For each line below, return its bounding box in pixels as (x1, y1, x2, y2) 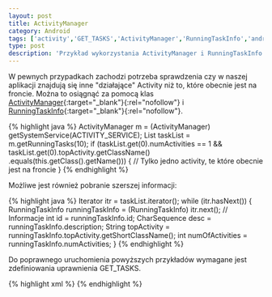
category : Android (8, 27, 70, 35)
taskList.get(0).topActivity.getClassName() (8, 147, 151, 157)
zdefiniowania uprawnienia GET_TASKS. (8, 264, 142, 273)
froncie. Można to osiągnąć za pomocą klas (8, 89, 154, 98)
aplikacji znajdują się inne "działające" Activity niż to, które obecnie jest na (8, 80, 257, 90)
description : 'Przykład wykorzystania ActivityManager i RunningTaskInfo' (8, 49, 266, 57)
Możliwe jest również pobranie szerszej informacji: (8, 180, 177, 190)
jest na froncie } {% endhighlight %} (8, 165, 129, 174)
